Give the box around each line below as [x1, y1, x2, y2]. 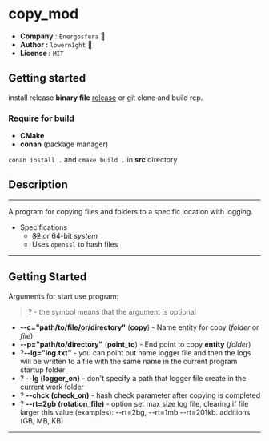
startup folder [19, 365, 66, 375]
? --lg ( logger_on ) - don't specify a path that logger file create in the [19, 373, 247, 383]
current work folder [19, 382, 84, 391]
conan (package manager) [19, 139, 109, 149]
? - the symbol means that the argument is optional [27, 307, 196, 316]
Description [8, 178, 68, 192]
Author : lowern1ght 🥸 [19, 39, 93, 49]
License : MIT [19, 48, 64, 58]
